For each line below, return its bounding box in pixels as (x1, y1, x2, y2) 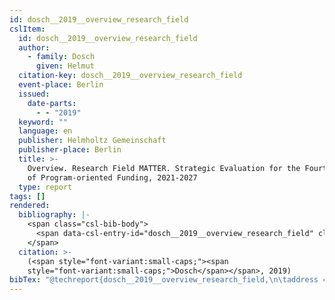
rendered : (9, 201, 51, 211)
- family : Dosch (27, 52, 96, 62)
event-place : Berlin (18, 80, 104, 90)
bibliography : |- (18, 210, 91, 220)
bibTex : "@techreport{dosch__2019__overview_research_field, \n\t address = (9, 275, 328, 285)
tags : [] (9, 191, 46, 201)
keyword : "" (18, 117, 69, 127)
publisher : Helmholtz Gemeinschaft (18, 136, 167, 146)
